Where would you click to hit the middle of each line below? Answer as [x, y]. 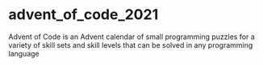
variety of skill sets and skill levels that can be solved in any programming [131, 45]
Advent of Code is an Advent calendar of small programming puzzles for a [132, 37]
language [24, 53]
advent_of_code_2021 [83, 15]
